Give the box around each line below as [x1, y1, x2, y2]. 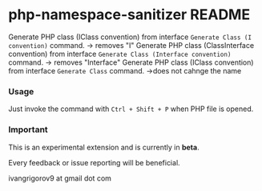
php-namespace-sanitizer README [8, 6, 251, 24]
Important [8, 124, 48, 135]
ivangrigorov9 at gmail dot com [8, 173, 112, 183]
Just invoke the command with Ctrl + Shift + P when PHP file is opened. [8, 104, 254, 113]
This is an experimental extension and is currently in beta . [8, 142, 200, 152]
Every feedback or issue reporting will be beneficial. [8, 157, 180, 167]
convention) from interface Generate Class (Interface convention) [8, 49, 232, 58]
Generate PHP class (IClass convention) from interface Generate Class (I [8, 32, 252, 42]
